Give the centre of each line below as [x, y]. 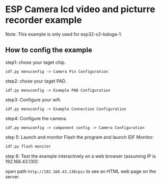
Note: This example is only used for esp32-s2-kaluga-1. [64, 34]
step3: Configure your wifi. [33, 99]
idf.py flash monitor [28, 146]
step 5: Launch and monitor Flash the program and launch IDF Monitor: [79, 137]
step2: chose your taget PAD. [36, 81]
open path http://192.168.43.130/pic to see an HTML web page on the [81, 171]
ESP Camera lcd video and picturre [80, 9]
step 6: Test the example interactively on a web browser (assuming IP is [81, 156]
